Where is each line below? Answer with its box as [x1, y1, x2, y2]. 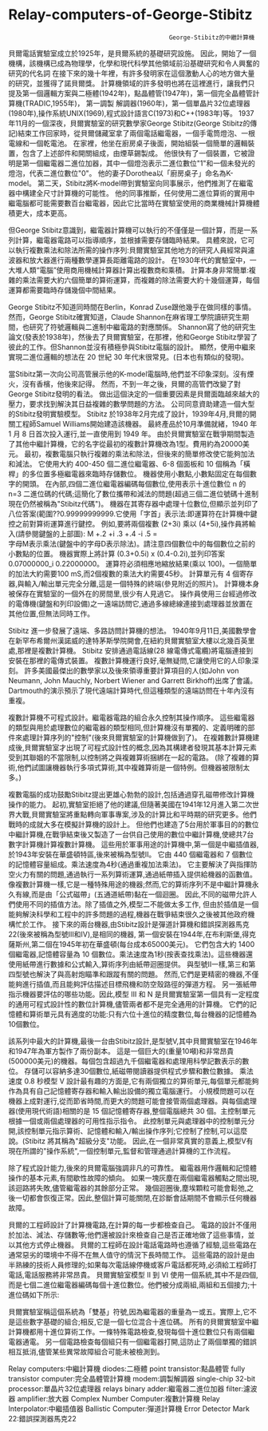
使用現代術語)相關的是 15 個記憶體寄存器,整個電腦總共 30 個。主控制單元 [18, 1106, 256, 1115]
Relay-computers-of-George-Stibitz [8, 6, 253, 24]
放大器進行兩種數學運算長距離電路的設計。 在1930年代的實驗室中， [29, 255, 250, 264]
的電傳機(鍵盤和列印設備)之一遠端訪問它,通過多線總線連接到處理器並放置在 [8, 598, 254, 608]
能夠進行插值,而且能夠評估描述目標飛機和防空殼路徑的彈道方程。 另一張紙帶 [8, 979, 257, 988]
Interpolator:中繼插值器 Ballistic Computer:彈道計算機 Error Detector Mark [8, 1404, 250, 1413]
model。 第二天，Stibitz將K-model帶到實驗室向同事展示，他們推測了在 [8, 178, 240, 188]
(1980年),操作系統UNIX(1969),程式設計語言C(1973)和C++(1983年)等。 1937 [8, 108, 254, 117]
